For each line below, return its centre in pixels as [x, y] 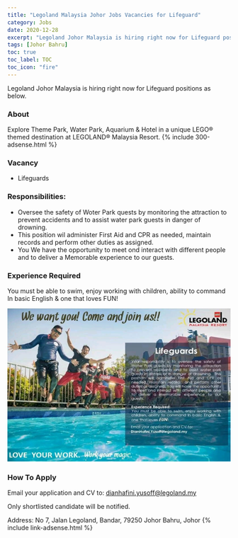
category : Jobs [30, 22]
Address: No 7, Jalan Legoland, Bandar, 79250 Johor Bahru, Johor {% [109, 520]
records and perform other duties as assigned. [85, 242]
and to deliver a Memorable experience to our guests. [96, 257]
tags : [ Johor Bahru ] [38, 45]
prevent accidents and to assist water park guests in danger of [109, 219]
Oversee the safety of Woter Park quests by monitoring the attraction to [122, 212]
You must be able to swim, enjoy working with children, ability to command [117, 291]
